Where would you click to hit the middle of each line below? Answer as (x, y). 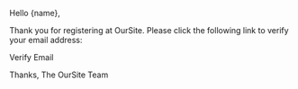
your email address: (46, 40)
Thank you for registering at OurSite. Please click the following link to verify (149, 30)
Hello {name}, (35, 13)
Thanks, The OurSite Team (59, 75)
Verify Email (32, 57)
